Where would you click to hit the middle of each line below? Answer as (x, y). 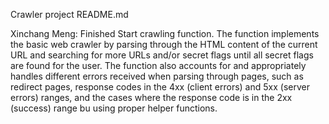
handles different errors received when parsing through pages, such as (157, 76)
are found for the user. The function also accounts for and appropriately (158, 65)
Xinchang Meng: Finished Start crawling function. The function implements (165, 33)
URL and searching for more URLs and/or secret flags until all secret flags (162, 55)
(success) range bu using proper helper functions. (114, 108)
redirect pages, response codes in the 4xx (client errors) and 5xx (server (160, 87)
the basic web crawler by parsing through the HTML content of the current (164, 44)
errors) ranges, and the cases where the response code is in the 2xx (151, 97)
